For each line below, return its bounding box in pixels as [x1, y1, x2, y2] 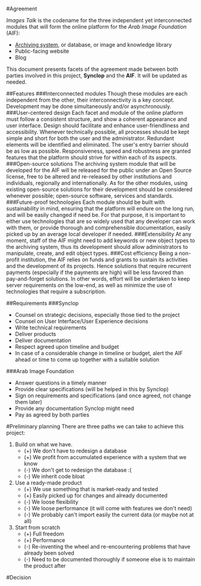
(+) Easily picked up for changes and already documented [23, 492, 168, 499]
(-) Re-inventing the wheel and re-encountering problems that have [23, 543, 191, 550]
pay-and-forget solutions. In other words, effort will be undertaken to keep [6, 275, 190, 282]
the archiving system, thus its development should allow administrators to [6, 243, 188, 250]
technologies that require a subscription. [6, 288, 107, 295]
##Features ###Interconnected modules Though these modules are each [6, 90, 188, 97]
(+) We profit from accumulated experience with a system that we [23, 454, 187, 460]
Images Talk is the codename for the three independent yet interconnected [6, 17, 192, 23]
